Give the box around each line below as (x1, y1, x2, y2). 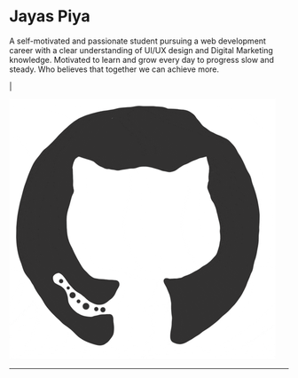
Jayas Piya (9, 6, 90, 27)
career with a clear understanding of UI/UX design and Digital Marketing (9, 44, 273, 55)
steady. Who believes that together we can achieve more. (9, 64, 220, 75)
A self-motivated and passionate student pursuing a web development (9, 35, 266, 46)
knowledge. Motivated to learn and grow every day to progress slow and (9, 54, 275, 65)
